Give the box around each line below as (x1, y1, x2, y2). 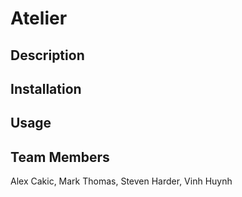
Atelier (10, 7, 68, 30)
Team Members (10, 148, 110, 166)
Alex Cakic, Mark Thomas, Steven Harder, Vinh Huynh (10, 175, 233, 187)
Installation (10, 80, 82, 97)
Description (10, 47, 85, 64)
